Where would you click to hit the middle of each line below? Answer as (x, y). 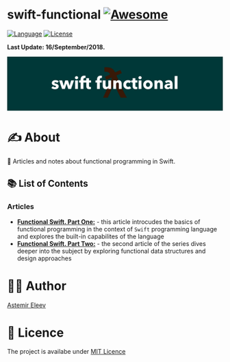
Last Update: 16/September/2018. (56, 47)
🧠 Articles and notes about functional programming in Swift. (91, 161)
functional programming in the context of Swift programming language (117, 229)
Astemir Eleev (27, 305)
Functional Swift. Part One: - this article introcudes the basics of (108, 222)
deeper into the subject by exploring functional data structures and (111, 251)
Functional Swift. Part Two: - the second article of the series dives (112, 243)
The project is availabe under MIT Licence (66, 352)
